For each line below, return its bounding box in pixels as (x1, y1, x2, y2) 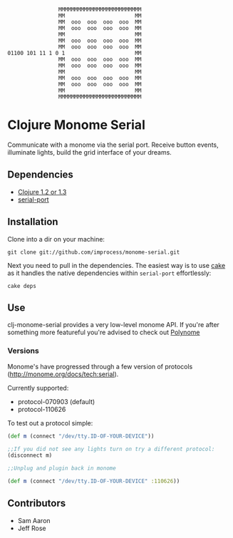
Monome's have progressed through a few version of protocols (7, 362, 193, 371)
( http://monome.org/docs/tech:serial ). (7, 370, 119, 378)
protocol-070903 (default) (17, 397, 95, 405)
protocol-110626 (17, 405, 66, 413)
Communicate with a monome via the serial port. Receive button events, (7, 140, 219, 149)
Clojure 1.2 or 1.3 (17, 187, 67, 196)
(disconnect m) (7, 452, 53, 459)
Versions (7, 346, 39, 356)
